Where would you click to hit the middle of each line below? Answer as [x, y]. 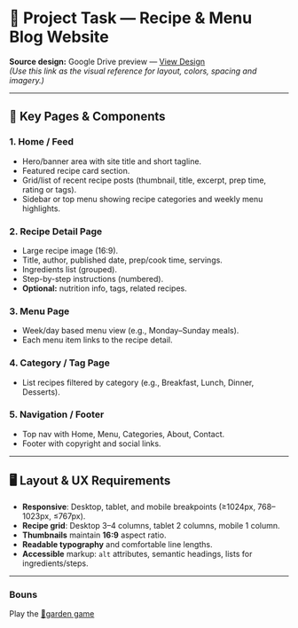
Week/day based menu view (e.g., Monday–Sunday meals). [130, 331]
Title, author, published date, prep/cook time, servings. [122, 260]
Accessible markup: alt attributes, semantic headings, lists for [137, 553]
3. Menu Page [39, 311]
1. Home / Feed [41, 142]
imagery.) [27, 80]
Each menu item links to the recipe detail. [97, 340]
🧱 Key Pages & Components [87, 117]
